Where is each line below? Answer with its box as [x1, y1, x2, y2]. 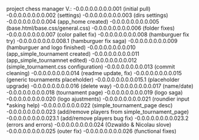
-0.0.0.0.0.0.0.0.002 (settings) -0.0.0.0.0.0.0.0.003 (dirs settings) [6, 12, 169, 19]
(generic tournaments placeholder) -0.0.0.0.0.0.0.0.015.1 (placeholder [6, 76, 180, 83]
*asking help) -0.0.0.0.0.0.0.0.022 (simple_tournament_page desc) [6, 102, 173, 108]
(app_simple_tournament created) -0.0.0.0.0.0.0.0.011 [6, 50, 140, 57]
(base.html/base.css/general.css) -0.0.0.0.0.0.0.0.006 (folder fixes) [6, 24, 175, 32]
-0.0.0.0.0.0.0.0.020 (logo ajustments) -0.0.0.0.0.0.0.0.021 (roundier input [6, 95, 190, 102]
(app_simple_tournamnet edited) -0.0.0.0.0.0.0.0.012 [6, 57, 138, 64]
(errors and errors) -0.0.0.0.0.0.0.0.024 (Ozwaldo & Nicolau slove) [6, 121, 172, 128]
